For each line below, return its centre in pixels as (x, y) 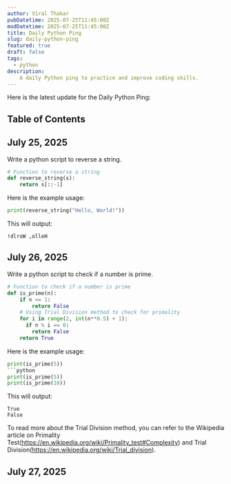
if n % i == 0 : (47, 325)
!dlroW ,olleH (28, 236)
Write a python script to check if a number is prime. (80, 274)
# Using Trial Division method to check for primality (100, 312)
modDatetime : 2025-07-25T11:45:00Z (58, 26)
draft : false (26, 52)
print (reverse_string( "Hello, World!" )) (66, 211)
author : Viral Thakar (38, 13)
